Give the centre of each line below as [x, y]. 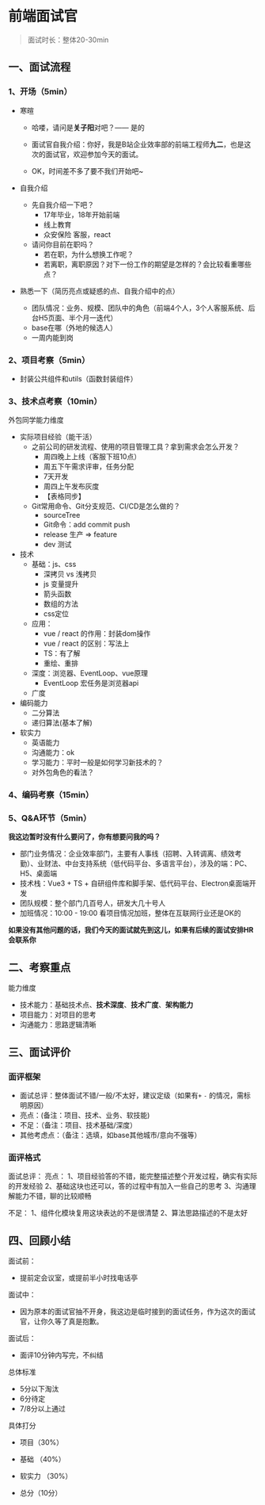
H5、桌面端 [38, 874]
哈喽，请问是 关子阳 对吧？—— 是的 [88, 127]
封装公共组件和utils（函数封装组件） [78, 378]
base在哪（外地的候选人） [74, 327]
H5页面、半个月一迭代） [78, 317]
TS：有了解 [62, 653]
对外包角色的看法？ [63, 772]
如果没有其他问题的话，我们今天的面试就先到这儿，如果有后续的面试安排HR [131, 930]
